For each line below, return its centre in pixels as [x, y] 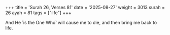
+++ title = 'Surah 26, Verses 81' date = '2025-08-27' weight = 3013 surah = [85, 7]
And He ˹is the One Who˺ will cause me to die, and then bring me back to [81, 23]
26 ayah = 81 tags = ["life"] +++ [39, 13]
